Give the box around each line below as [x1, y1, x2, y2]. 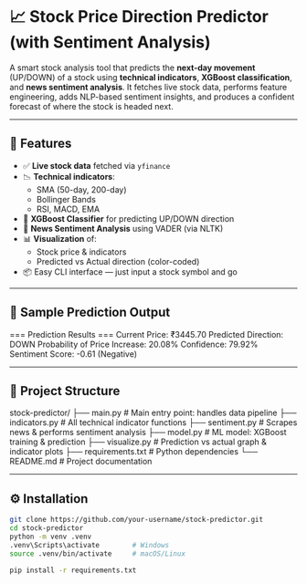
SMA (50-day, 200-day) [36, 183, 127, 195]
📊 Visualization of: [22, 233, 98, 244]
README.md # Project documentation [9, 456, 153, 467]
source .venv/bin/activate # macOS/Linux [9, 548, 185, 558]
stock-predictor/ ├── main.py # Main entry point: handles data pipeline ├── [9, 407, 297, 419]
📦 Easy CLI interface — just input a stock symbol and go [22, 266, 238, 277]
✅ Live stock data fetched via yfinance [22, 160, 171, 171]
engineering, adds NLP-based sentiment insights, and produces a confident [9, 91, 295, 102]
